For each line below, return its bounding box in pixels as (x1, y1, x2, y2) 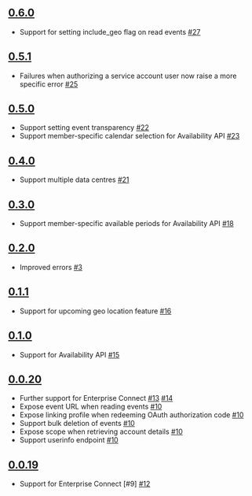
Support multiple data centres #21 (19, 175, 130, 184)
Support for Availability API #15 (19, 350, 120, 359)
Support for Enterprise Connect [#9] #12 (19, 479, 151, 489)
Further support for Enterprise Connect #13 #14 (19, 394, 173, 403)
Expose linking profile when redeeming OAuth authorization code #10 (19, 410, 244, 420)
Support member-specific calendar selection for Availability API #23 (19, 131, 240, 141)
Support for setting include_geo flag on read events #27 (19, 27, 201, 36)
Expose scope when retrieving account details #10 (19, 427, 183, 436)
